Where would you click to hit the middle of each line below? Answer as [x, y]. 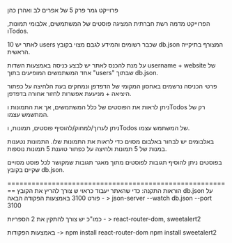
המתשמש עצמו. [28, 115]
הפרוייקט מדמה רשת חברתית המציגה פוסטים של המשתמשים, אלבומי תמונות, [109, 23]
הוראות [172, 190]
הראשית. [19, 52]
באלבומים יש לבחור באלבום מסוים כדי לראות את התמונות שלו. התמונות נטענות [111, 141]
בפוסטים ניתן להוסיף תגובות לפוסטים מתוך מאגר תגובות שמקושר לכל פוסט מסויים [115, 162]
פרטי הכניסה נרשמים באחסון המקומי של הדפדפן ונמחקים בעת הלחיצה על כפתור [112, 86]
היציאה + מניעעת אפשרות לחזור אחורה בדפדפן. [69, 94]
